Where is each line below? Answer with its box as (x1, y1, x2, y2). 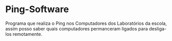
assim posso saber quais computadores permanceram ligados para (5, 25, 148, 31)
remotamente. (12, 31, 43, 37)
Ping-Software (5, 4, 69, 15)
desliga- (148, 25, 167, 31)
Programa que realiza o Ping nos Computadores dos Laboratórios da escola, (5, 20, 167, 26)
